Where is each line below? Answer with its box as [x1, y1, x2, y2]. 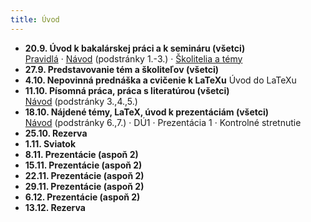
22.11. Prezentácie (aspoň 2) [24, 169, 145, 181]
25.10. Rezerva [24, 127, 88, 139]
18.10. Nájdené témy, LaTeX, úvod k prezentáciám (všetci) [24, 106, 270, 118]
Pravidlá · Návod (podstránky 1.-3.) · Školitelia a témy [24, 52, 243, 65]
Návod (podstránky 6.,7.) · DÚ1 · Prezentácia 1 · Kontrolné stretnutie [24, 116, 302, 128]
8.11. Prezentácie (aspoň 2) [24, 148, 139, 160]
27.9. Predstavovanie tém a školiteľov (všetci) [24, 63, 220, 75]
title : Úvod [10, 14, 60, 25]
